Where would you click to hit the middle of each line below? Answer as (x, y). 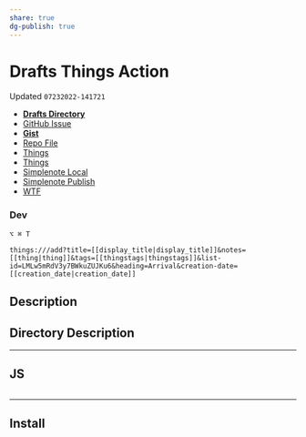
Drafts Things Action (90, 71)
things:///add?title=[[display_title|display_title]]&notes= (128, 250)
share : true (32, 18)
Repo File (40, 143)
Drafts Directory (54, 114)
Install (27, 424)
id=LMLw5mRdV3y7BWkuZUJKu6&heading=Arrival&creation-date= (124, 266)
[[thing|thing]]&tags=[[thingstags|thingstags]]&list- (116, 258)
